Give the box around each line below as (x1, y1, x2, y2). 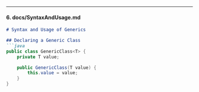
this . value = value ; (27, 70, 78, 76)
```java (6, 42, 25, 49)
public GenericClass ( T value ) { (17, 64, 97, 71)
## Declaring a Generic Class (6, 38, 81, 44)
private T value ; (17, 54, 60, 60)
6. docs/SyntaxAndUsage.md (6, 14, 81, 21)
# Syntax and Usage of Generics (6, 27, 86, 33)
